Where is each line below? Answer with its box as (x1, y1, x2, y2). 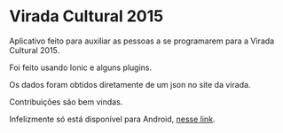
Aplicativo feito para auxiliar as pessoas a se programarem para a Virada (9, 35, 275, 46)
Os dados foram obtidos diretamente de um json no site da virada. (9, 79, 251, 90)
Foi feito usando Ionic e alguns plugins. (9, 62, 153, 73)
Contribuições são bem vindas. (9, 96, 123, 107)
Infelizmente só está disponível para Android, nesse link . (9, 113, 216, 124)
